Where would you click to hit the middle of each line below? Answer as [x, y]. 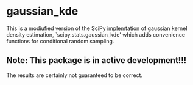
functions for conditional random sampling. [60, 41]
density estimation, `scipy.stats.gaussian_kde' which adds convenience [96, 34]
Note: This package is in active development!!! [96, 60]
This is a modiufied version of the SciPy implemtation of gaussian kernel [97, 28]
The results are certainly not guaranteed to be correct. [75, 75]
